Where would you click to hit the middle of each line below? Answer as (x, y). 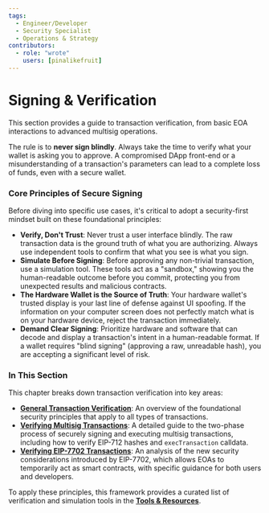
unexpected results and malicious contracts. (93, 286)
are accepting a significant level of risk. (85, 355)
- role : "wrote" (43, 53)
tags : (17, 16)
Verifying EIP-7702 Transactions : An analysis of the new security (129, 451)
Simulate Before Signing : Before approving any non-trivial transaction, (137, 261)
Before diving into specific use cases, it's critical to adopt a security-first (128, 211)
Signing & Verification (83, 101)
